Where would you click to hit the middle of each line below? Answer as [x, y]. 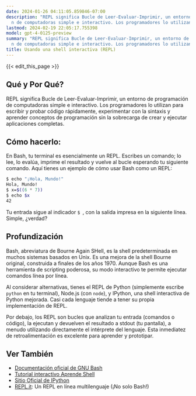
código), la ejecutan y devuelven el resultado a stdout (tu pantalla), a [88, 323]
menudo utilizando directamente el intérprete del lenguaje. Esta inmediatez [96, 329]
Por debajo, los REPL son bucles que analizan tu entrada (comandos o [90, 317]
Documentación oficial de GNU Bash [59, 368]
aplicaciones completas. [35, 123]
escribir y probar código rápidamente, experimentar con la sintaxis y [88, 111]
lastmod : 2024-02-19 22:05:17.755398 [52, 28]
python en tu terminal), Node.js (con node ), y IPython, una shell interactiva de [98, 293]
